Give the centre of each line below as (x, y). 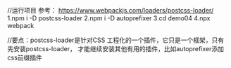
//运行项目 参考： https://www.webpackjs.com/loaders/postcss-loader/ (111, 10)
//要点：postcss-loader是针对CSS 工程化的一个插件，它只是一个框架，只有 (116, 40)
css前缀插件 (25, 57)
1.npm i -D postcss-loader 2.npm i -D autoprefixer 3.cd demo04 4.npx (109, 18)
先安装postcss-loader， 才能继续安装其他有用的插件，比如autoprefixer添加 (115, 49)
